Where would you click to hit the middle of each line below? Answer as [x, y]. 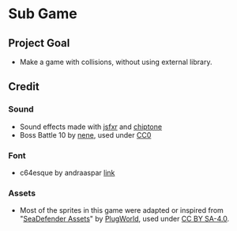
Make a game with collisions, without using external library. [116, 62]
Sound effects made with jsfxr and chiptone [91, 127]
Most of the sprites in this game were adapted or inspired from [121, 210]
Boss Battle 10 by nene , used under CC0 [85, 134]
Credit [24, 87]
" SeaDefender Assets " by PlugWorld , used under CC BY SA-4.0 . [124, 219]
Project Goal [39, 43]
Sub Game [43, 14]
